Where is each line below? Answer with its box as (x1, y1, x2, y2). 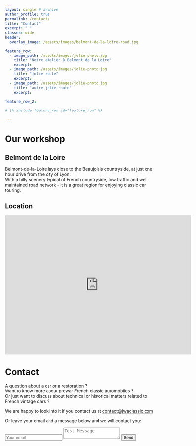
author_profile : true (5, 12, 50, 17)
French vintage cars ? (5, 398, 49, 404)
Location (5, 202, 33, 210)
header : (5, 35, 21, 40)
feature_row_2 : (5, 99, 37, 104)
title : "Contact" (5, 21, 41, 26)
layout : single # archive (5, 7, 58, 12)
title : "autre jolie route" (14, 85, 72, 90)
